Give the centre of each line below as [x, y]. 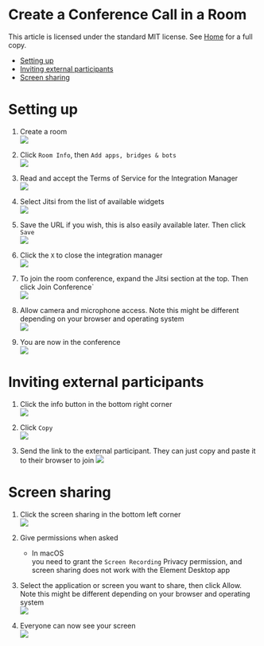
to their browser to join [57, 460]
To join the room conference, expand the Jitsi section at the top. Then [134, 278]
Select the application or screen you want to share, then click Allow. [131, 585]
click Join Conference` [57, 287]
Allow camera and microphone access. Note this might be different [129, 310]
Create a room [43, 131]
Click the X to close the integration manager [91, 255]
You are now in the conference [70, 342]
